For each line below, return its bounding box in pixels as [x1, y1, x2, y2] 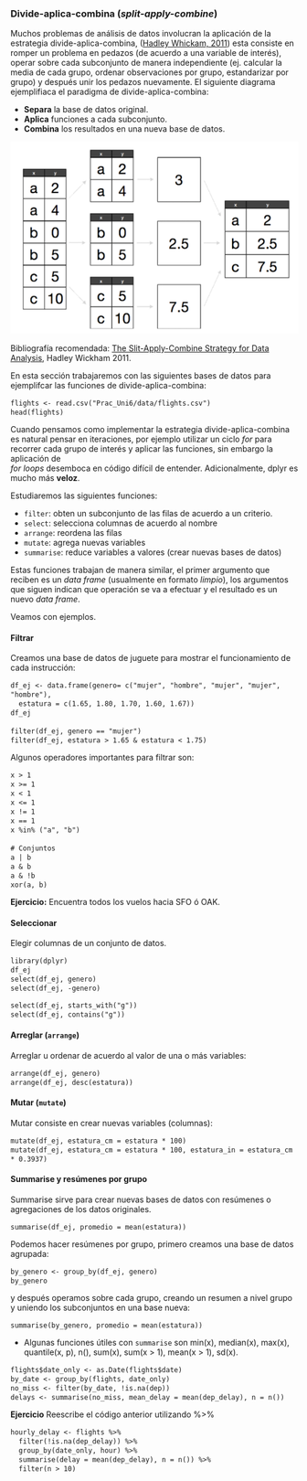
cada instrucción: [10, 662, 76, 674]
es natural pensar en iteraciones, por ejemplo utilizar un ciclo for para [10, 433, 272, 444]
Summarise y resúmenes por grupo [10, 1174, 148, 1185]
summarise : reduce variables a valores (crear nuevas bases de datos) [23, 547, 282, 558]
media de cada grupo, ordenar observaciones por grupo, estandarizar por [10, 67, 289, 78]
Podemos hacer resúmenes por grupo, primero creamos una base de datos [10, 1239, 294, 1250]
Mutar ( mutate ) [10, 1097, 67, 1108]
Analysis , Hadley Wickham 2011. [10, 353, 132, 363]
